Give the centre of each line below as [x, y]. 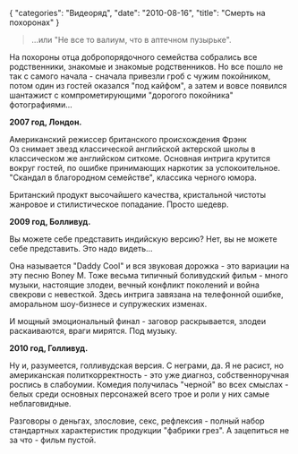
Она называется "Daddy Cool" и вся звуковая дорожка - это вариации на [149, 266]
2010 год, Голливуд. [49, 348]
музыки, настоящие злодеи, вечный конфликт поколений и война [134, 285]
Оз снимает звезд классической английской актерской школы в [132, 149]
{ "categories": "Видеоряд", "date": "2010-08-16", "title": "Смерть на [137, 13]
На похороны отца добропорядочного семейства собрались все [133, 57]
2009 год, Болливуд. [50, 222]
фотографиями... [41, 105]
